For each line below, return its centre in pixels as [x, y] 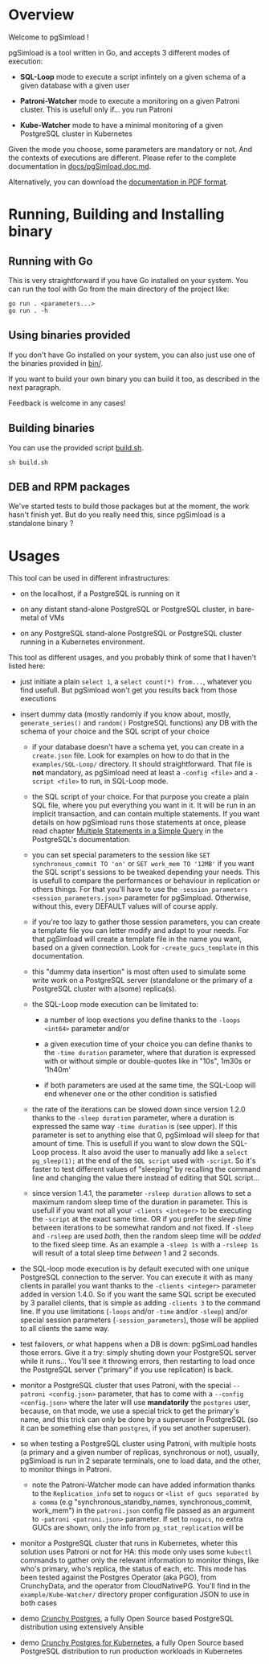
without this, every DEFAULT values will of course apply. [125, 906]
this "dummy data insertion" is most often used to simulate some [139, 972]
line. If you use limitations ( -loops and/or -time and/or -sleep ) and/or [134, 1312]
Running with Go [51, 261]
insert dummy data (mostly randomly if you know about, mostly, [125, 714]
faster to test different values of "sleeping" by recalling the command [146, 1169]
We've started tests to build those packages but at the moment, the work [129, 506]
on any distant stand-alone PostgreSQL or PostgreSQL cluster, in [127, 610]
